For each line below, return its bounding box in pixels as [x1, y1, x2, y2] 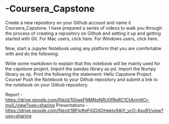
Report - [5, 91, 23, 97]
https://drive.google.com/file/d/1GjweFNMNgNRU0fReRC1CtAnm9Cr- [5, 96, 150, 103]
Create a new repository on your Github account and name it [5, 20, 131, 26]
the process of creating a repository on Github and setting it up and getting [5, 30, 161, 36]
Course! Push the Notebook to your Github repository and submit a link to [5, 76, 158, 82]
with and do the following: [5, 51, 59, 57]
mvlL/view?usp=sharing [5, 102, 55, 108]
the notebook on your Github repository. [5, 81, 89, 88]
